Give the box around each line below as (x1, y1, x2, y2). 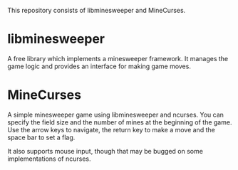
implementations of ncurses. (7, 154, 91, 163)
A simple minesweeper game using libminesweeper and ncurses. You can (7, 110, 224, 119)
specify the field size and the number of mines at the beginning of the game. (7, 117, 232, 127)
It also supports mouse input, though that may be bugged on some (7, 147, 203, 155)
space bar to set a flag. (7, 133, 76, 142)
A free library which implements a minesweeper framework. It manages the (7, 54, 229, 63)
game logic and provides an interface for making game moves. (7, 62, 191, 70)
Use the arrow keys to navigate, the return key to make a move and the (7, 125, 215, 134)
